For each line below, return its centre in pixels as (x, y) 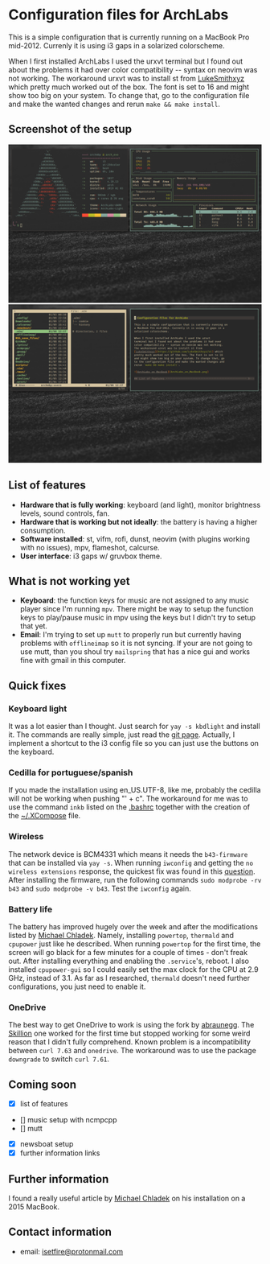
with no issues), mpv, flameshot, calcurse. (90, 547)
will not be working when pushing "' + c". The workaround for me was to (128, 799)
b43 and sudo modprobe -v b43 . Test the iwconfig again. (100, 888)
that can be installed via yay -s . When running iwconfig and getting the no (131, 863)
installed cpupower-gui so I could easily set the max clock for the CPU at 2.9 (133, 969)
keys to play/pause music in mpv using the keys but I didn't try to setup (137, 618)
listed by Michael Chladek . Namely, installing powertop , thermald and (121, 935)
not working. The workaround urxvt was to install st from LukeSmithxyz (127, 78)
